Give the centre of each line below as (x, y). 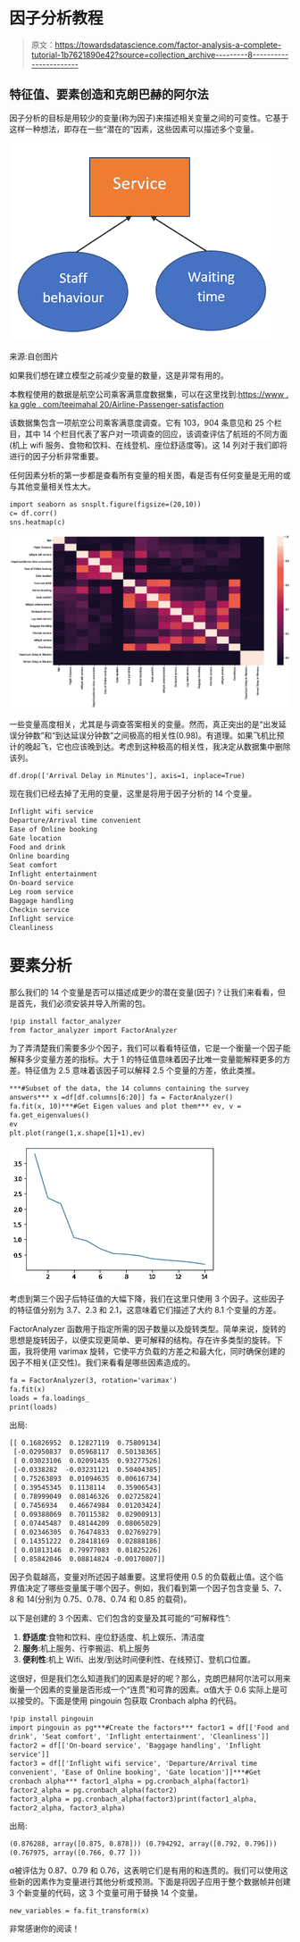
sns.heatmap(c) (37, 522)
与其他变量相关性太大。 (52, 486)
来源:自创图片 (34, 356)
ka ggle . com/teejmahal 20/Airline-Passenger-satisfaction (117, 404)
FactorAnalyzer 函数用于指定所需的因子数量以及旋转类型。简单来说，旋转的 (148, 1328)
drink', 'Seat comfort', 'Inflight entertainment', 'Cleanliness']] (139, 1737)
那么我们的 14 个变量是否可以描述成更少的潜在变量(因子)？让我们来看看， (144, 992)
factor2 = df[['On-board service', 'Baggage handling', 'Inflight (135, 1745)
